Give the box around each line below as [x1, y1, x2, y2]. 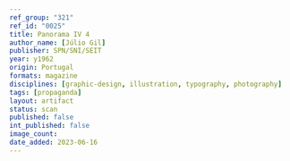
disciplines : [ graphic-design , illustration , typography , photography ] [9, 80, 282, 89]
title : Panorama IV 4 [9, 30, 90, 38]
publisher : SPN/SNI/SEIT [9, 47, 102, 55]
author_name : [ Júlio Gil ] [9, 38, 106, 47]
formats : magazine [9, 72, 78, 80]
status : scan [9, 105, 58, 114]
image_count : [9, 130, 58, 139]
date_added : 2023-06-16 [9, 138, 98, 147]
